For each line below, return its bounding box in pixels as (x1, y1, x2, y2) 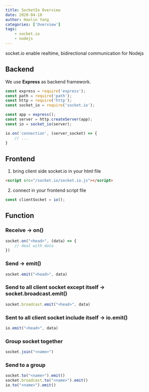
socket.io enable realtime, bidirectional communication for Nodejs (5, 50, 144, 56)
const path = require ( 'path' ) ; (5, 93, 72, 98)
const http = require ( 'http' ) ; (5, 98, 72, 103)
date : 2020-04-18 (5, 12, 42, 17)
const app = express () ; (5, 112, 56, 117)
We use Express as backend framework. (5, 78, 91, 85)
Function (5, 211, 34, 220)
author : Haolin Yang (5, 17, 50, 22)
